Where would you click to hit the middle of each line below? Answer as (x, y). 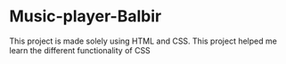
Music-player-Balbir (86, 16)
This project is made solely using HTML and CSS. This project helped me (143, 41)
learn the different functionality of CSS (80, 50)
